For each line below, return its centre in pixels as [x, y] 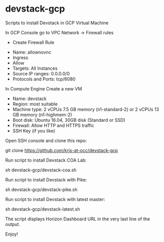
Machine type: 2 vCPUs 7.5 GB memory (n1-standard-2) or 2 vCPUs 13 [86, 109]
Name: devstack [30, 99]
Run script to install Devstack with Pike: [46, 179]
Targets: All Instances [35, 68]
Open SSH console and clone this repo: [46, 140]
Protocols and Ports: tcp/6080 [44, 79]
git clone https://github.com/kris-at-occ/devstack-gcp [62, 150]
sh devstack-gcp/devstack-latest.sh [43, 209]
